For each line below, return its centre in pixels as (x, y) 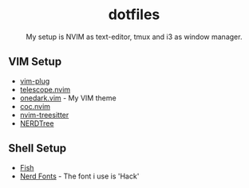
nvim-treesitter (44, 115)
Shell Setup (37, 149)
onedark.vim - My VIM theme (68, 98)
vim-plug (35, 80)
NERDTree (37, 123)
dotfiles (134, 15)
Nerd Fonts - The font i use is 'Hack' (79, 176)
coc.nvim (35, 106)
